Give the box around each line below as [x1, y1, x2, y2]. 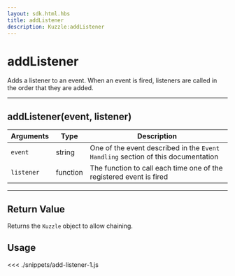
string [55, 147, 75, 157]
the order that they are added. [7, 84, 94, 92]
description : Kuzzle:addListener [7, 23, 105, 30]
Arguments [10, 131, 49, 141]
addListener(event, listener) [7, 110, 132, 122]
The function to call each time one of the [90, 164, 223, 173]
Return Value [7, 203, 65, 215]
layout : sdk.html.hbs [7, 10, 71, 17]
